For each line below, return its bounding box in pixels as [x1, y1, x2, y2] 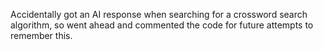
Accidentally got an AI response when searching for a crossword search [10, 9, 308, 20]
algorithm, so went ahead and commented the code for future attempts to [10, 19, 314, 31]
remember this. [10, 30, 73, 41]
